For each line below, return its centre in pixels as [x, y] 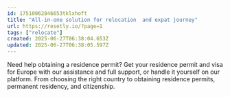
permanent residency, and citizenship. [61, 86]
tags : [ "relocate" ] [35, 32]
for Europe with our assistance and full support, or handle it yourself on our [114, 72]
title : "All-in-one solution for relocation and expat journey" [102, 20]
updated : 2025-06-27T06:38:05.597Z [58, 45]
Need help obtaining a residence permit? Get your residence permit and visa [115, 65]
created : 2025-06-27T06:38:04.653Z [58, 39]
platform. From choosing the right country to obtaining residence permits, [111, 79]
